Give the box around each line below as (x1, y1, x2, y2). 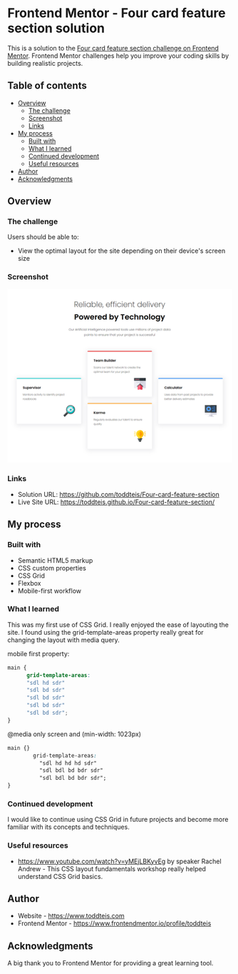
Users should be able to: (7, 233, 80, 241)
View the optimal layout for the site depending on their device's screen (17, 246, 226, 255)
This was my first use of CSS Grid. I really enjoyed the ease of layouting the (7, 620, 229, 629)
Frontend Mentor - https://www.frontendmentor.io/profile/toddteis (17, 919, 212, 928)
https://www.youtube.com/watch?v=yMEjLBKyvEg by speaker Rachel (17, 857, 222, 865)
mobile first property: (7, 649, 70, 658)
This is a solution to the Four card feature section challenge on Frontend (7, 44, 219, 52)
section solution (7, 20, 105, 36)
